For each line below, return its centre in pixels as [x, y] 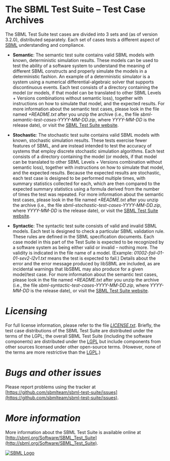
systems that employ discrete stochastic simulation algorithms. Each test [88, 151]
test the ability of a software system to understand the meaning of [81, 66]
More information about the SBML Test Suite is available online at [73, 432]
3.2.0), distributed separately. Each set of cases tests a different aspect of [82, 40]
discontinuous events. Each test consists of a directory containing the [85, 87]
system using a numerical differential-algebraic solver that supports [83, 82]
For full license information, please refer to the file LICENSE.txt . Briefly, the [83, 325]
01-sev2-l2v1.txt [29, 258]
